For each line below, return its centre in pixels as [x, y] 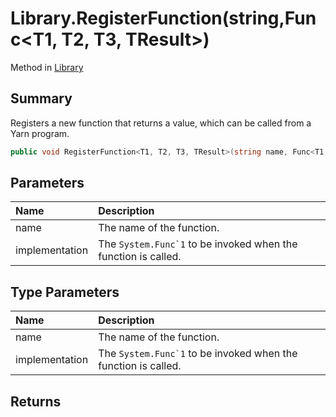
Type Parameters [65, 292]
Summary [41, 98]
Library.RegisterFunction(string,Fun [163, 18]
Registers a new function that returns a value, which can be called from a [161, 123]
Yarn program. [40, 133]
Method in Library [47, 67]
